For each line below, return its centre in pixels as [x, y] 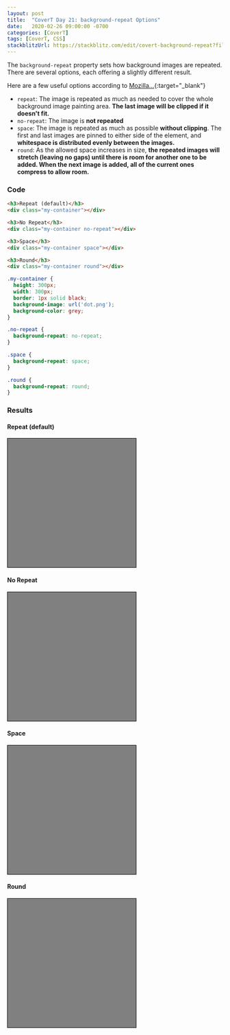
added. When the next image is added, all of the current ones [105, 164]
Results [20, 411]
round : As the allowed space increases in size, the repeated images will [118, 150]
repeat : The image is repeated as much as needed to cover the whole [115, 99]
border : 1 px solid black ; [50, 298]
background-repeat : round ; [52, 386]
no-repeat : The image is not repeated [70, 121]
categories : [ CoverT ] [38, 33]
